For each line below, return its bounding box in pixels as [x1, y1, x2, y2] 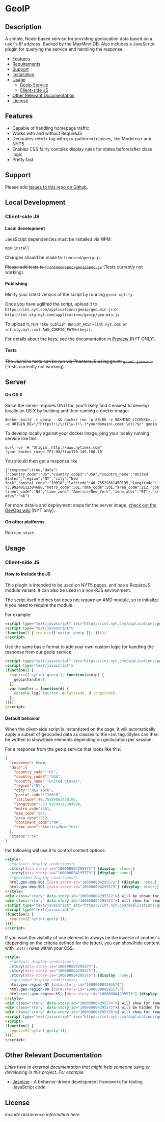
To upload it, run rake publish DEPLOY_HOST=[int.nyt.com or [5, 321, 128, 327]
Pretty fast [12, 156, 33, 162]
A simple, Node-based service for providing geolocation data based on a [5, 36, 153, 41]
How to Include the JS [5, 571, 51, 577]
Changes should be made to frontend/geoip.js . [5, 255, 102, 261]
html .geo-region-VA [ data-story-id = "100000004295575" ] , [9, 987, 126, 992]
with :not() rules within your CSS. [5, 945, 74, 951]
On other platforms [5, 519, 45, 525]
